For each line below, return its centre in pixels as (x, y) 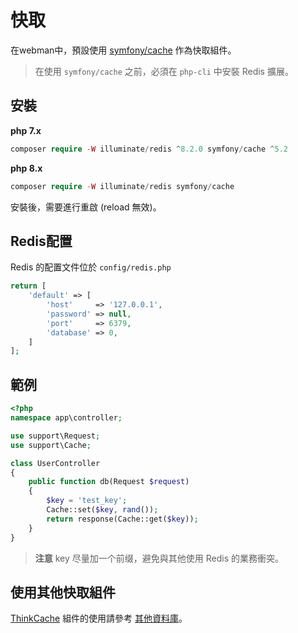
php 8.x (26, 168)
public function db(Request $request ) (109, 482)
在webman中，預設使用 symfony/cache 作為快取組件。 (123, 50)
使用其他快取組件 (63, 592)
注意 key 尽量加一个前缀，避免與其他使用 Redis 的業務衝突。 (159, 558)
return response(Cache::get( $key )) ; (122, 519)
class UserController (55, 463)
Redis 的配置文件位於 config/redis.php (91, 267)
